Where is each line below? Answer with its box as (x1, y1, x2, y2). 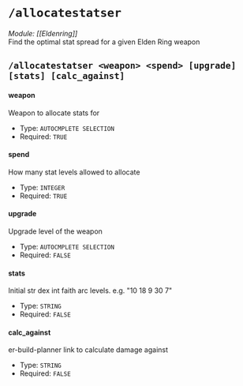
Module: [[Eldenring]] (8, 28, 78, 38)
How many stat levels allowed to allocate (8, 167, 140, 177)
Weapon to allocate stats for (8, 108, 100, 118)
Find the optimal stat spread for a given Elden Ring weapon (8, 37, 200, 47)
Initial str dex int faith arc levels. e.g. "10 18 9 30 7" (8, 286, 173, 295)
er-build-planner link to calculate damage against (8, 345, 168, 354)
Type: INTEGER (19, 182, 65, 192)
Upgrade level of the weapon (8, 227, 103, 236)
